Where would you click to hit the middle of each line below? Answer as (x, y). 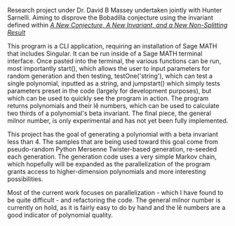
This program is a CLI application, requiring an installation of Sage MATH (112, 46)
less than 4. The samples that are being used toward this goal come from (113, 142)
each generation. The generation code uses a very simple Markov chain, (112, 157)
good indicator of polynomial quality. (60, 215)
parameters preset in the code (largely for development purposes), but (109, 91)
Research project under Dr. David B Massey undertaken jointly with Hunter (115, 10)
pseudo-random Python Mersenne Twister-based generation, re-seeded (112, 149)
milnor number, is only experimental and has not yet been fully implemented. (118, 121)
